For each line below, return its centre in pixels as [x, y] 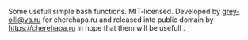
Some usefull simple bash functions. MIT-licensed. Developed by [114, 11]
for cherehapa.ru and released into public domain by [128, 20]
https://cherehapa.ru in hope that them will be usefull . [97, 28]
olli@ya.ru [25, 20]
